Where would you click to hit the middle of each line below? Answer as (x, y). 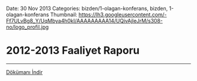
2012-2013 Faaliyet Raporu (73, 50)
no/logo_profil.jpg (27, 27)
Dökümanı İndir (24, 72)
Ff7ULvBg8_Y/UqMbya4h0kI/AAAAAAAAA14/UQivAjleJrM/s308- (84, 21)
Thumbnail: (64, 15)
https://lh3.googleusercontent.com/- (123, 15)
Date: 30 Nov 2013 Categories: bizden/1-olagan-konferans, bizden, (87, 8)
